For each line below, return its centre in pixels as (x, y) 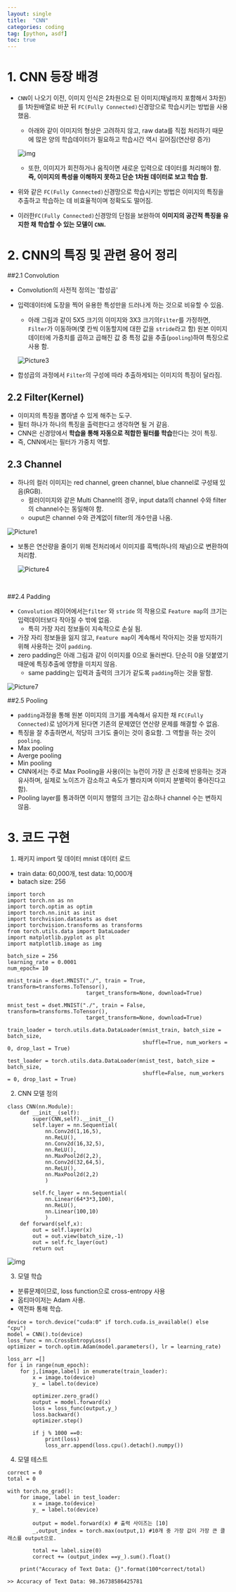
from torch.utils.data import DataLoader (69, 931)
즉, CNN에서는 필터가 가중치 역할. (64, 442)
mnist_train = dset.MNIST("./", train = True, (77, 980)
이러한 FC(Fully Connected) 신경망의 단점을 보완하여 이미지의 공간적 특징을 (119, 216)
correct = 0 (25, 1473)
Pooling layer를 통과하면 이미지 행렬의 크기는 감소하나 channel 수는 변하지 (120, 798)
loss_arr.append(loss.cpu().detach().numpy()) (114, 1445)
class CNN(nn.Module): (40, 1106)
